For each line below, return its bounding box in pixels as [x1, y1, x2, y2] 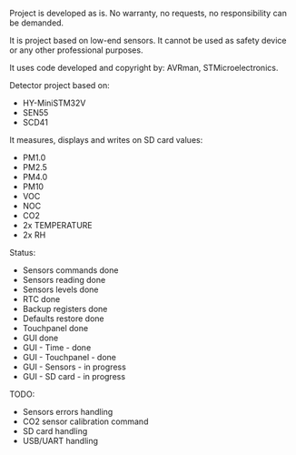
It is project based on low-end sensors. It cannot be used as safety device [9, 35, 287, 45]
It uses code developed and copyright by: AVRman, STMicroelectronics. [9, 63, 279, 73]
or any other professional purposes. [9, 45, 143, 56]
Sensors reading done [22, 275, 106, 285]
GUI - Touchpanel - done [22, 352, 116, 362]
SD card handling [22, 426, 88, 436]
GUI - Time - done [22, 342, 92, 353]
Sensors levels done [22, 284, 99, 295]
